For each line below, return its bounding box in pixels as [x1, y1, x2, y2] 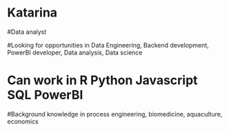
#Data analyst [7, 28, 47, 36]
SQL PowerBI [7, 88, 83, 103]
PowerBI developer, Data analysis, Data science [7, 48, 143, 57]
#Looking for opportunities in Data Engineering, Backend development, [7, 41, 209, 49]
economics [7, 117, 39, 125]
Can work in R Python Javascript [7, 72, 198, 88]
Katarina [7, 5, 57, 21]
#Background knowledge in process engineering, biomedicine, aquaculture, [7, 110, 223, 118]
